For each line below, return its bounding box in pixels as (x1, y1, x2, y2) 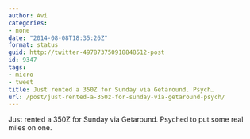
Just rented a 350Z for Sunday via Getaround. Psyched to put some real (8, 114, 244, 124)
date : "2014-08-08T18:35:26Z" (8, 33, 109, 42)
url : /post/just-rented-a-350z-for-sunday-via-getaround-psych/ (8, 93, 225, 101)
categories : (8, 19, 48, 27)
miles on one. (8, 123, 52, 133)
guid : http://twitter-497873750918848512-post (8, 48, 165, 56)
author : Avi (8, 11, 48, 20)
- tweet (8, 78, 34, 86)
